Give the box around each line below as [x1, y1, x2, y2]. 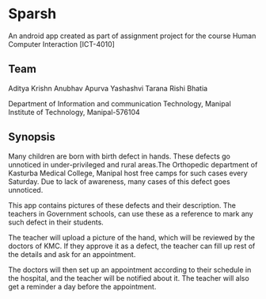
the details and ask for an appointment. [8, 249, 136, 259]
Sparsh [8, 5, 57, 23]
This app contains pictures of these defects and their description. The [8, 200, 236, 210]
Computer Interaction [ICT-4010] [8, 39, 115, 48]
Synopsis [8, 130, 55, 144]
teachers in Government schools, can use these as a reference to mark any [8, 209, 253, 218]
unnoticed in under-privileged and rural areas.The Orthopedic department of [8, 159, 258, 169]
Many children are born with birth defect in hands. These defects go [8, 151, 231, 161]
